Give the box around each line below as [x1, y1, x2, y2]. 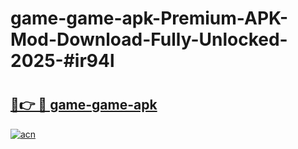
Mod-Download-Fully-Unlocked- [10, 28, 288, 51]
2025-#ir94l [10, 50, 115, 72]
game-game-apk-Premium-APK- [10, 7, 289, 30]
